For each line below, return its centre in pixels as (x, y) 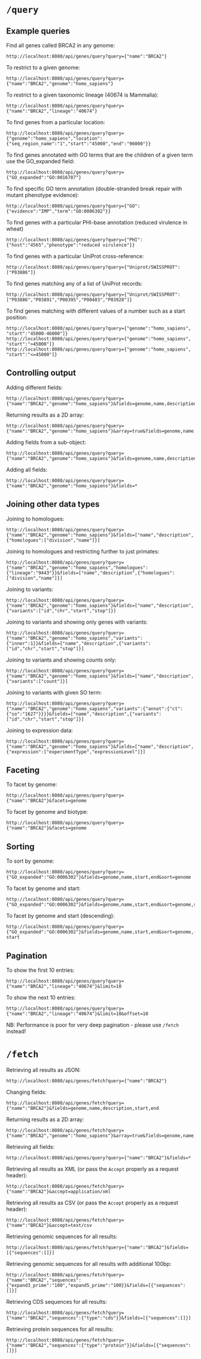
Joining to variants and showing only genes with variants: (77, 622)
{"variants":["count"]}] (37, 681)
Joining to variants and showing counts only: (61, 660)
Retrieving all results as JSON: (43, 1070)
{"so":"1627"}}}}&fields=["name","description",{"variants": (84, 714)
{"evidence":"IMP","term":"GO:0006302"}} (59, 211)
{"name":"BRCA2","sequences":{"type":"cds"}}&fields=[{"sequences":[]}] (99, 1318)
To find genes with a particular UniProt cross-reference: (75, 256)
